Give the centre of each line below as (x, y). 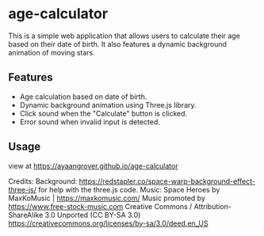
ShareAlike (26, 215)
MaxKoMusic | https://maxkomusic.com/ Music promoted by (107, 198)
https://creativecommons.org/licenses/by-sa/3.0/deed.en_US (108, 223)
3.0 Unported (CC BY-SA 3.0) (93, 215)
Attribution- (213, 206)
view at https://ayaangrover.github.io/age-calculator (93, 166)
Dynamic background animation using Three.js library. (108, 105)
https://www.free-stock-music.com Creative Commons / (100, 206)
